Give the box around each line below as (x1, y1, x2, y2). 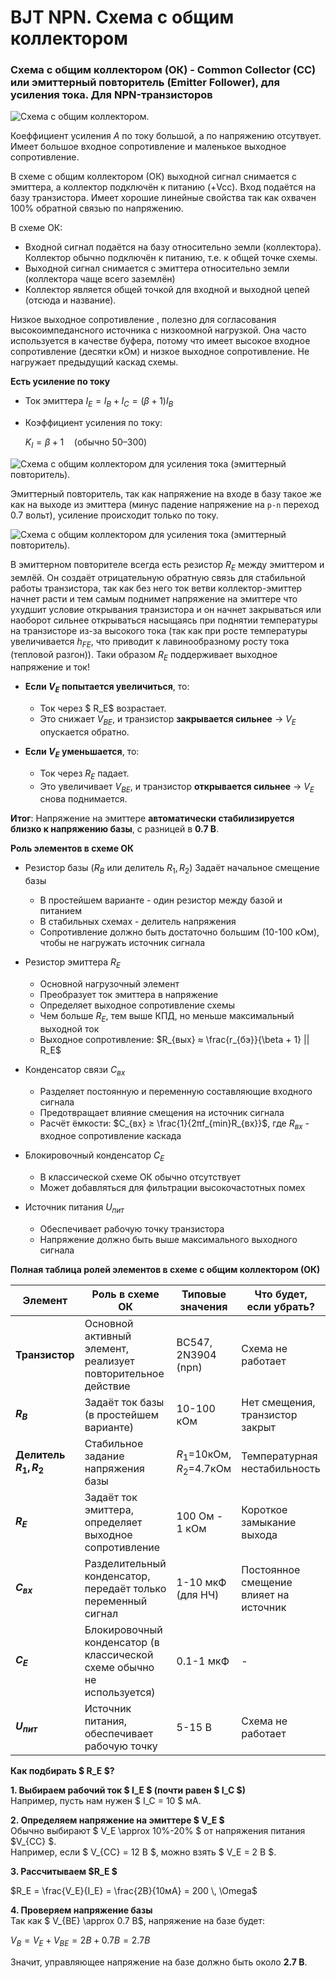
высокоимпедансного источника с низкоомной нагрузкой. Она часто (10, 324, 307, 336)
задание (84, 1449, 125, 1463)
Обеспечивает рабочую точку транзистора (39, 1223, 225, 1235)
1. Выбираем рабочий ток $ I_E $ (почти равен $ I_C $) (10, 1784, 247, 1796)
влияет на (241, 1588, 290, 1602)
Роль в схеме (91, 1287, 160, 1301)
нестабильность (241, 1462, 321, 1476)
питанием (39, 905, 82, 917)
